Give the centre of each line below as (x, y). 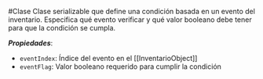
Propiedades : (31, 43)
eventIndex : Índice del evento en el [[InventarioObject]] (108, 58)
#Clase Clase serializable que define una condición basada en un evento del (131, 11)
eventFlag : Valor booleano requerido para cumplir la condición (121, 66)
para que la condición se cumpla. (62, 28)
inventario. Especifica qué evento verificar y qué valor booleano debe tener (130, 20)
